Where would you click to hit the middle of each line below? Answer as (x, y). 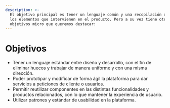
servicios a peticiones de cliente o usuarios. (58, 84)
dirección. (23, 73)
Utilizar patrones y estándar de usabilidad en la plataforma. (74, 100)
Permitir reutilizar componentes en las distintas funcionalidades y (81, 89)
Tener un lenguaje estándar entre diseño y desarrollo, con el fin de (82, 63)
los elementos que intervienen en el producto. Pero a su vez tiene (83, 19)
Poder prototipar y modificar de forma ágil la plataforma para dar (80, 79)
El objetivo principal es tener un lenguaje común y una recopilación (86, 15)
